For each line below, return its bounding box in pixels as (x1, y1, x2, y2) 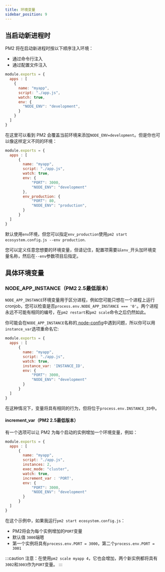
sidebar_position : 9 (5, 12, 48, 17)
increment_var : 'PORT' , (23, 476, 74, 481)
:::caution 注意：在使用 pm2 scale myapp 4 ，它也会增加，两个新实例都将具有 (5, 555, 158, 561)
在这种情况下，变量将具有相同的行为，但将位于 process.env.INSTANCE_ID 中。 (5, 405, 160, 411)
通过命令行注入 (12, 56, 43, 62)
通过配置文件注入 (12, 62, 47, 68)
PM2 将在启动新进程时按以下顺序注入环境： (5, 45, 94, 51)
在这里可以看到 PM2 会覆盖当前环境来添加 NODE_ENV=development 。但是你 (5, 132, 152, 138)
